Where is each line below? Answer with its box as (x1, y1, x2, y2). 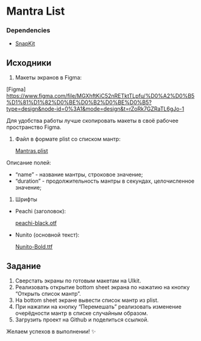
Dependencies (6, 26, 51, 35)
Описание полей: (6, 159, 51, 166)
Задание (6, 261, 41, 271)
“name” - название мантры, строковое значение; (15, 171, 143, 178)
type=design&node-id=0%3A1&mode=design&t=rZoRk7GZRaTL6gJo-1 (6, 105, 185, 112)
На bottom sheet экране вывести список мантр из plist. (15, 296, 159, 304)
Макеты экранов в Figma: (15, 74, 82, 81)
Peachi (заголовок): (15, 208, 66, 215)
